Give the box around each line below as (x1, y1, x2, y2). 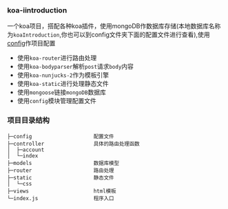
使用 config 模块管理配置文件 (17, 97, 96, 105)
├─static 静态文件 (7, 174, 115, 181)
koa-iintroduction (7, 5, 68, 15)
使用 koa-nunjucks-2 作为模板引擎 (17, 71, 110, 79)
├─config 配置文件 (7, 133, 115, 140)
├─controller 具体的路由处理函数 (7, 140, 140, 147)
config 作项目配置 (7, 39, 56, 47)
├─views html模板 (7, 188, 116, 195)
